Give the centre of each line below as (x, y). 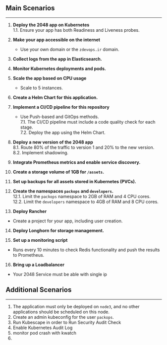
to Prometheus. (28, 255)
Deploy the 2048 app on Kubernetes (51, 25)
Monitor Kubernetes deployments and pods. (59, 69)
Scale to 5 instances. (42, 88)
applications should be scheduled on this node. (61, 312)
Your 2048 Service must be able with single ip (60, 274)
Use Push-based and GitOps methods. (59, 117)
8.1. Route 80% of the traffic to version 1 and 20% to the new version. (83, 147)
